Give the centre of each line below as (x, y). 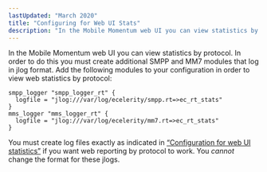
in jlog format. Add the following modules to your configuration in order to (129, 70)
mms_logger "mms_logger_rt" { (59, 114)
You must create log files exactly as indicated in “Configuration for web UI (130, 143)
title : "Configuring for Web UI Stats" (75, 23)
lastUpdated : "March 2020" (53, 16)
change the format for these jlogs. (64, 159)
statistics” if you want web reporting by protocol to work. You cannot (122, 151)
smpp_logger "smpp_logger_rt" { (62, 93)
